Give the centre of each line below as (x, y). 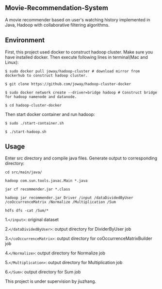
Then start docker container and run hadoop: (50, 114)
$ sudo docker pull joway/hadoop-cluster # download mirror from (72, 71)
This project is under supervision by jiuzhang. (50, 281)
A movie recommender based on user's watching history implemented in (78, 19)
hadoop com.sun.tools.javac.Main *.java (47, 181)
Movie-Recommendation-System (57, 8)
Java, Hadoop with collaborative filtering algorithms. (57, 25)
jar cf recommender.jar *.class (38, 189)
